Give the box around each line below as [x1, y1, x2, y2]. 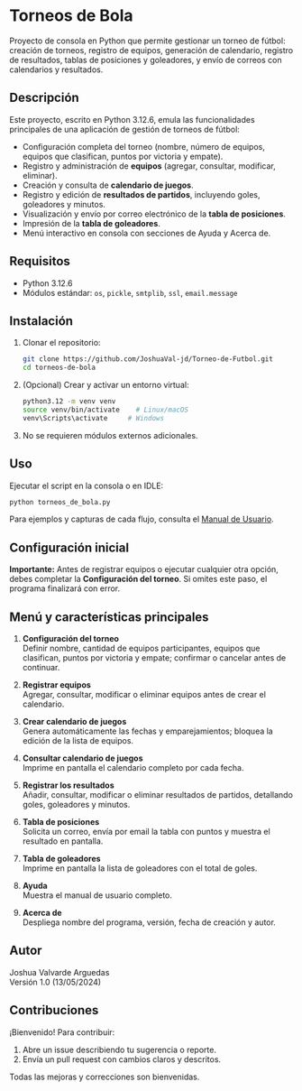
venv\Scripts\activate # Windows [22, 413, 165, 422]
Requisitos [9, 254, 70, 269]
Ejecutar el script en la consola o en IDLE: [9, 480, 164, 491]
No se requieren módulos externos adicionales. [22, 430, 198, 440]
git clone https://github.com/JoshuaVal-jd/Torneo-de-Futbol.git [22, 355, 273, 364]
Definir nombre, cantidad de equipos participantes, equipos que [22, 643, 261, 654]
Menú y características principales [9, 609, 209, 624]
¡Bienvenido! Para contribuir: [9, 1026, 115, 1038]
